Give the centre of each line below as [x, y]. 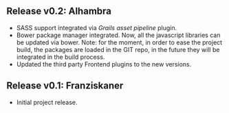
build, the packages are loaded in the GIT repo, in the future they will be [118, 49]
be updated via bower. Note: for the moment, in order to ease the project [119, 42]
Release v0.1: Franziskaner [65, 86]
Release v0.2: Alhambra [59, 11]
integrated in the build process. [61, 57]
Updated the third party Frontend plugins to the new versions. [104, 64]
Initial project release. [47, 102]
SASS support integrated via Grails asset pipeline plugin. [97, 27]
